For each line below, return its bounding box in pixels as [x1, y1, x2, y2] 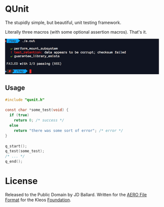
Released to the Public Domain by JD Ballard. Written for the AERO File [5, 191, 147, 197]
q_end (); [5, 159, 23, 164]
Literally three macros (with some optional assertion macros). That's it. [5, 29, 147, 35]
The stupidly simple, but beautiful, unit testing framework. [5, 20, 122, 25]
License [5, 176, 38, 186]
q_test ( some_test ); [5, 149, 45, 154]
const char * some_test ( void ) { [5, 107, 69, 113]
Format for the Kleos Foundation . [5, 197, 72, 203]
